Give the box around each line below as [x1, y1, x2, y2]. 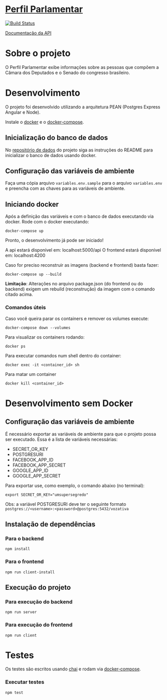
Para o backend [5, 535, 44, 542]
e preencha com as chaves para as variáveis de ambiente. [5, 185, 125, 192]
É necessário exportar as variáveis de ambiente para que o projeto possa [5, 431, 156, 437]
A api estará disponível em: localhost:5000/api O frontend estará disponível [5, 247, 161, 253]
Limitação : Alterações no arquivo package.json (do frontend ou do [5, 281, 143, 287]
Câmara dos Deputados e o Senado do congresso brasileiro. [5, 69, 130, 75]
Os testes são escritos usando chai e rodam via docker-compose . [5, 666, 141, 672]
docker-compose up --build [5, 272, 62, 277]
